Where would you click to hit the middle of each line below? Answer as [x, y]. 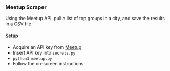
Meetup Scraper [26, 7]
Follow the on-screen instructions [48, 63]
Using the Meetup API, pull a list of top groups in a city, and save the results [85, 19]
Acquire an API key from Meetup [47, 47]
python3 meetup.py [32, 58]
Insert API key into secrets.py [44, 52]
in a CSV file [18, 24]
